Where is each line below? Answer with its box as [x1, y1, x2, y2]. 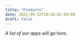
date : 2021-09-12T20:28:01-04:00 [5, 12, 75, 17]
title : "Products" [5, 7, 44, 12]
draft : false [5, 16, 33, 21]
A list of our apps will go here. [5, 30, 67, 36]
